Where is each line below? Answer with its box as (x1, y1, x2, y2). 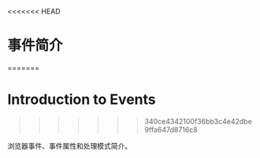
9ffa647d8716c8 (144, 125, 198, 134)
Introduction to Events (7, 90, 156, 108)
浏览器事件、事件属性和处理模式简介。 (7, 141, 132, 150)
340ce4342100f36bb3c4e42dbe (144, 116, 253, 126)
